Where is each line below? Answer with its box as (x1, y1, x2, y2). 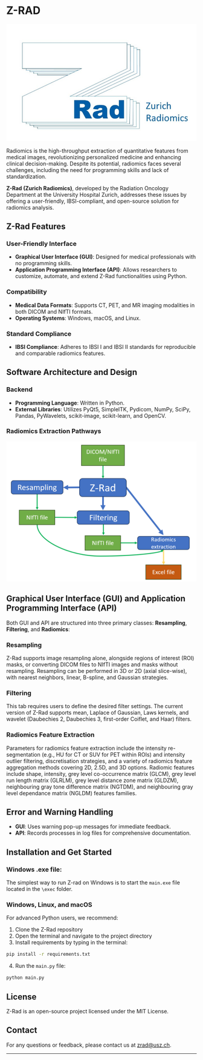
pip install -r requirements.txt (6, 952, 91, 958)
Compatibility (6, 288, 47, 296)
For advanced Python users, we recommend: (6, 914, 118, 921)
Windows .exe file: (6, 865, 62, 873)
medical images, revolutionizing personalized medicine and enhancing (6, 153, 181, 161)
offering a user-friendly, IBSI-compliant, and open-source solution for (6, 197, 179, 205)
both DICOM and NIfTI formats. (14, 308, 93, 315)
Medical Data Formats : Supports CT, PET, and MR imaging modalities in (14, 301, 195, 309)
